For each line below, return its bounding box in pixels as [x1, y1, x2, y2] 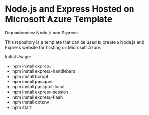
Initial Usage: [5, 53, 32, 59]
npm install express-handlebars [12, 68, 76, 74]
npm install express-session [12, 89, 68, 95]
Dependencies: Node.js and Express [5, 30, 78, 35]
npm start [12, 104, 32, 110]
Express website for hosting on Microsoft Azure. [5, 44, 101, 50]
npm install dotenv [12, 99, 50, 105]
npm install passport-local [12, 83, 65, 89]
